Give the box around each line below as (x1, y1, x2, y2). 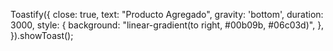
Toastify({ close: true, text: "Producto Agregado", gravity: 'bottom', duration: (10, 9, 324, 20)
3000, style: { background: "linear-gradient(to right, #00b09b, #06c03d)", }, (10, 19, 325, 31)
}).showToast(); (10, 30, 74, 41)
